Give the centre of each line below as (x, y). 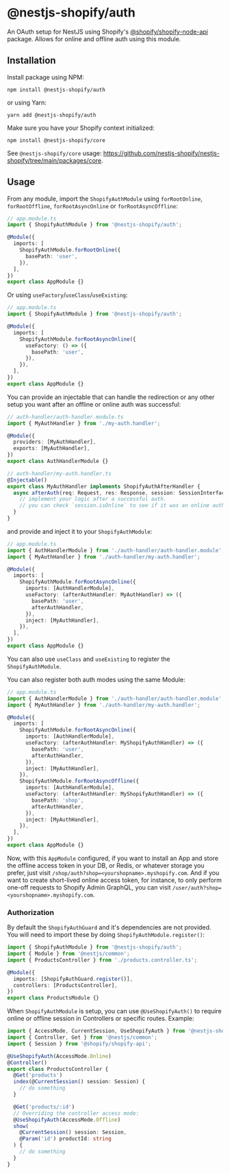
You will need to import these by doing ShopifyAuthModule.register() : (106, 935)
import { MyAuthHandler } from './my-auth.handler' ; (84, 423)
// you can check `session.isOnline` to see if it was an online (115, 506)
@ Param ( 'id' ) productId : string (65, 1139)
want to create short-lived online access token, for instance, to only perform (115, 880)
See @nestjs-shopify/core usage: (54, 153)
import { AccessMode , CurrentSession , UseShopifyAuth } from (96, 1031)
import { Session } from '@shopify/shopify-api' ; (79, 1043)
